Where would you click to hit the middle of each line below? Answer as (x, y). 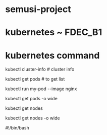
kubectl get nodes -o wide (33, 118)
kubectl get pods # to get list (35, 79)
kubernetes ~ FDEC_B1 (54, 32)
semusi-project (38, 9)
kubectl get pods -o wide (32, 99)
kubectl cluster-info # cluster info (40, 70)
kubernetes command (52, 55)
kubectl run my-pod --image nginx (41, 89)
